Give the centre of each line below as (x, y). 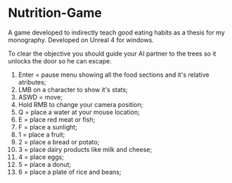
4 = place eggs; (41, 157)
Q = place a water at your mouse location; (79, 112)
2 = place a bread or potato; (59, 141)
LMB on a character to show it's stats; (73, 89)
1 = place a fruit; (41, 134)
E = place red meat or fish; (57, 119)
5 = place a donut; (45, 164)
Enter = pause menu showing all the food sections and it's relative (114, 75)
